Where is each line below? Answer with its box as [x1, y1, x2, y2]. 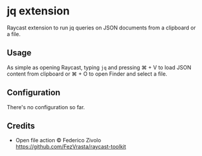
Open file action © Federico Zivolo [15, 137, 102, 144]
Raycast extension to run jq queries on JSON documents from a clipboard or [7, 24, 196, 31]
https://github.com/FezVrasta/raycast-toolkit [15, 143, 126, 151]
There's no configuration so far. [7, 103, 85, 110]
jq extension [7, 4, 70, 18]
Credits [7, 121, 35, 131]
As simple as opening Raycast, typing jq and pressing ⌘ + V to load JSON [7, 64, 192, 71]
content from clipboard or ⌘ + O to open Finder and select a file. [7, 70, 168, 77]
